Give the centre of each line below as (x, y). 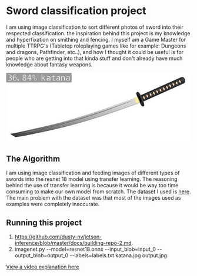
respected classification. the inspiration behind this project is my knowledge (98, 33)
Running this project (44, 222)
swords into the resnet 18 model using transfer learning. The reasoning (92, 179)
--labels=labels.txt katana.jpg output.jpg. (119, 255)
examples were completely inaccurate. (53, 204)
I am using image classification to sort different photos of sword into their (95, 27)
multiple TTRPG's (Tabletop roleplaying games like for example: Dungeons (96, 46)
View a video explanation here (43, 267)
